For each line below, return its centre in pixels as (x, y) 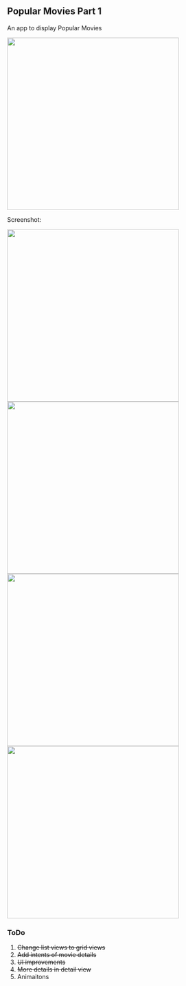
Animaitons (33, 977)
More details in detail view (54, 969)
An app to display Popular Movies (55, 28)
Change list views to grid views (61, 947)
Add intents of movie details (57, 955)
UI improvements (41, 962)
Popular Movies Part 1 (54, 11)
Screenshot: (24, 219)
